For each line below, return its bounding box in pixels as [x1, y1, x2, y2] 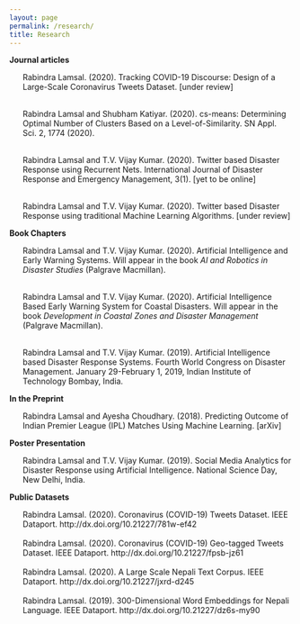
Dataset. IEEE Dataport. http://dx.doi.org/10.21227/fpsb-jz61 [22, 547, 244, 558]
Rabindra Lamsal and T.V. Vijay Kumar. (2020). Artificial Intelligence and [22, 245, 289, 257]
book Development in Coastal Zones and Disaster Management [22, 311, 259, 321]
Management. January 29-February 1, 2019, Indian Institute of [22, 366, 251, 377]
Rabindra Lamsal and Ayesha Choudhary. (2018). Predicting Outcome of [22, 411, 289, 421]
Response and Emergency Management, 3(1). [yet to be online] [22, 174, 256, 185]
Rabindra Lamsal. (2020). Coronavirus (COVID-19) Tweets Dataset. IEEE [22, 510, 289, 520]
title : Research [9, 30, 70, 39]
